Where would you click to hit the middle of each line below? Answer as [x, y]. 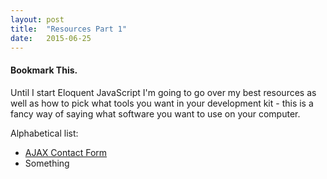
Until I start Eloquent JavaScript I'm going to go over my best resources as [163, 92]
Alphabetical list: [44, 133]
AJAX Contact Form [66, 152]
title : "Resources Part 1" [69, 29]
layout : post [37, 19]
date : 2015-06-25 [51, 38]
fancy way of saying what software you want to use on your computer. [155, 113]
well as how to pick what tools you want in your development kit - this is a [162, 103]
